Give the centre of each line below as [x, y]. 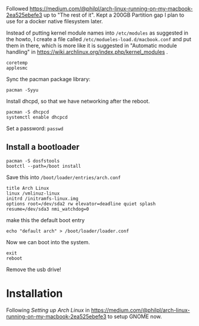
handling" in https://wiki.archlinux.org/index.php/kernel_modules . [87, 52]
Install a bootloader [43, 147]
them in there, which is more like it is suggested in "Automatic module [92, 45]
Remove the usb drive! [34, 269]
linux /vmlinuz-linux [33, 193]
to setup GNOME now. [135, 316]
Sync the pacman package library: [48, 79]
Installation [35, 293]
